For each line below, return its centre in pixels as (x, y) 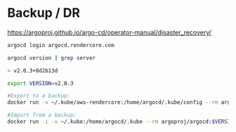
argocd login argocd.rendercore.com (61, 45)
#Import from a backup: (42, 115)
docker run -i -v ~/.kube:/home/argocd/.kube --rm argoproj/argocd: (110, 122)
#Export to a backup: (39, 96)
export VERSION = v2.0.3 (40, 83)
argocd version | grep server (52, 58)
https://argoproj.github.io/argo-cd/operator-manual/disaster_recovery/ (110, 32)
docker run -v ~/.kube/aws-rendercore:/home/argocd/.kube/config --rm (113, 103)
